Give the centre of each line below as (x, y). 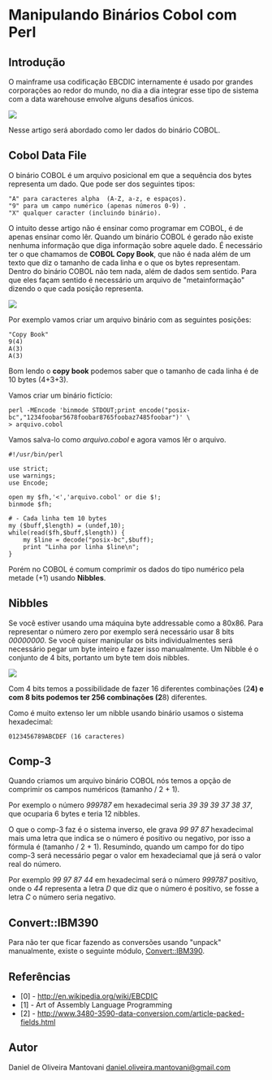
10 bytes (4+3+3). (39, 379)
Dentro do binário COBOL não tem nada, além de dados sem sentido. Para (133, 271)
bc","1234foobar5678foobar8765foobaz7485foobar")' (96, 417)
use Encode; (28, 483)
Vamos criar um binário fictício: (60, 395)
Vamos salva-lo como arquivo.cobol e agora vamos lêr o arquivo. (117, 439)
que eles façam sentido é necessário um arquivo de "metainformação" (127, 280)
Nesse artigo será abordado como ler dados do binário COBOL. (114, 130)
